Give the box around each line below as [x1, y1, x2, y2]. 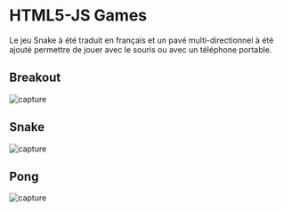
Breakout [9, 70, 61, 86]
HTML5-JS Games [9, 5, 148, 26]
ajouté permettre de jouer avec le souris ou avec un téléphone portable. [9, 44, 272, 54]
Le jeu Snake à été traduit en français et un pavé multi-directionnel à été [9, 35, 274, 45]
